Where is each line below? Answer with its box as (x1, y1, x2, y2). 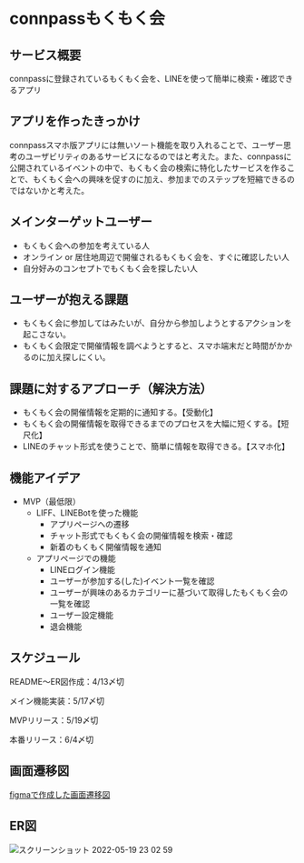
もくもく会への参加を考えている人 (22, 240, 151, 251)
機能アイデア (9, 470, 81, 486)
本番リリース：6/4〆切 (9, 734, 94, 745)
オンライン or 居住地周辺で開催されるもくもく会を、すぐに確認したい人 (22, 251, 290, 262)
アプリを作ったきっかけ (9, 114, 141, 129)
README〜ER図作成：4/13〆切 (9, 676, 125, 687)
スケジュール (9, 650, 81, 666)
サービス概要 (9, 47, 82, 63)
